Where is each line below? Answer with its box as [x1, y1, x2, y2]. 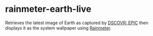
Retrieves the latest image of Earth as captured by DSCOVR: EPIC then [5, 20, 149, 26]
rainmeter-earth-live [5, 3, 91, 15]
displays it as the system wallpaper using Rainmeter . [5, 25, 112, 31]
